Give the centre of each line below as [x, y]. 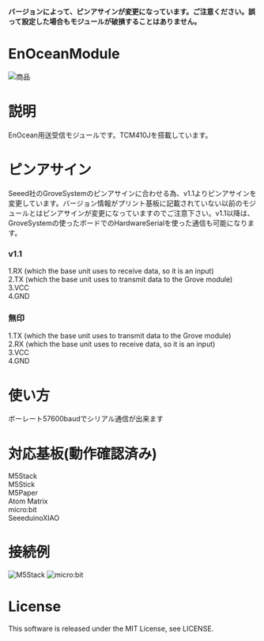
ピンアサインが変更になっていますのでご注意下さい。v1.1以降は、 [148, 213]
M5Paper [23, 493]
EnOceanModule [64, 54]
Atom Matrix [28, 501]
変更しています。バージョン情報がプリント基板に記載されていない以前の [125, 203]
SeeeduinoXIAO [34, 518]
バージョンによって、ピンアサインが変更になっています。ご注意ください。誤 [132, 11]
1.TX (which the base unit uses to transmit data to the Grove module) [120, 336]
